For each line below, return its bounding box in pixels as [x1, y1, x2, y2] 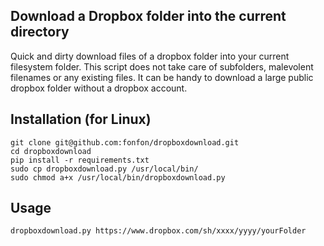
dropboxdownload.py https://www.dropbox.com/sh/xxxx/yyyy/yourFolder [10, 226, 307, 236]
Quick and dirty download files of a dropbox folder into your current [10, 50, 290, 62]
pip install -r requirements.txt [10, 155, 150, 165]
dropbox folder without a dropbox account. [10, 82, 188, 94]
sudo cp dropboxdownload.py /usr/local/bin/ [10, 164, 199, 174]
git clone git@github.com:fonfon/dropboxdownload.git [10, 137, 240, 148]
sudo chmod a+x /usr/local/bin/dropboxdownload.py [10, 172, 226, 183]
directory [10, 24, 70, 41]
